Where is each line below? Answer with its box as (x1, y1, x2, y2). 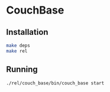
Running (6, 64, 38, 74)
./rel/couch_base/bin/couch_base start (6, 80, 105, 86)
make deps (6, 42, 31, 48)
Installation (6, 27, 48, 37)
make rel (6, 48, 28, 54)
